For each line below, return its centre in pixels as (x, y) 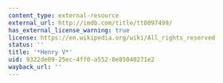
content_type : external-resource (64, 15)
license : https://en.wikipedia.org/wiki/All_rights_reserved (112, 38)
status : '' (26, 45)
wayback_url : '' (35, 67)
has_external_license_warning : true (69, 30)
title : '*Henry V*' (41, 52)
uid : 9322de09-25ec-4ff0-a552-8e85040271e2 (82, 60)
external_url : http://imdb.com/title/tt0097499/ (90, 23)
